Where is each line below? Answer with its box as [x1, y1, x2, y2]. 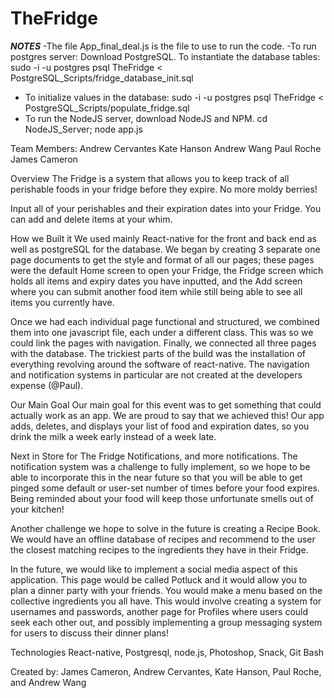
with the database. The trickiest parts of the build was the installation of [10, 347, 306, 359]
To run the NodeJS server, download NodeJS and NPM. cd [24, 112, 268, 124]
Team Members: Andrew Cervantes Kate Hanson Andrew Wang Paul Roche [10, 142, 322, 154]
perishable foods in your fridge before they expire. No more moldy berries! [10, 183, 318, 195]
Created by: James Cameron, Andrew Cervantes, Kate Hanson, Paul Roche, [10, 665, 322, 677]
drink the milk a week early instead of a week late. [10, 430, 217, 442]
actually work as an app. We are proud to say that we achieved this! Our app [10, 409, 325, 421]
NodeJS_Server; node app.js [24, 123, 143, 135]
